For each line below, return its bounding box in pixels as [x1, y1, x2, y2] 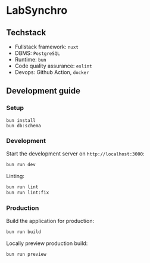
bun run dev [6, 161, 36, 167]
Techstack [6, 27, 46, 38]
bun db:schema [6, 123, 42, 129]
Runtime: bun [14, 56, 46, 63]
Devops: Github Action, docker [14, 69, 89, 75]
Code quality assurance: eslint [14, 62, 92, 69]
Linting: [6, 172, 25, 179]
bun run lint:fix [6, 189, 49, 195]
